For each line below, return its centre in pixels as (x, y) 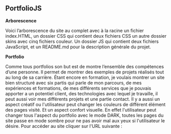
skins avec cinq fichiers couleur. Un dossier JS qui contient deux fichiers (82, 41)
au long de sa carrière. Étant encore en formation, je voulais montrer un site (85, 77)
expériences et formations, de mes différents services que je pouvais (78, 88)
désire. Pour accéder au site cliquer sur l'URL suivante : (64, 126)
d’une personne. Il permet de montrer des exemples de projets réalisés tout (85, 72)
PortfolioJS (24, 8)
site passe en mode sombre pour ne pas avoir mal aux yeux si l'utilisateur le (85, 120)
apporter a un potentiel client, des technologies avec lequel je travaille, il (81, 93)
